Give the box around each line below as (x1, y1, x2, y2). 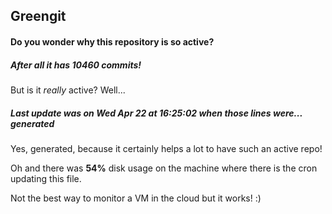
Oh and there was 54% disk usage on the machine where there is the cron (10, 162, 318, 174)
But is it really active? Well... (10, 84, 126, 96)
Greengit (10, 8, 67, 25)
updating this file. (10, 172, 82, 184)
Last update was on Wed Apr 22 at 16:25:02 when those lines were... (10, 107, 303, 119)
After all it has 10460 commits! (10, 59, 142, 71)
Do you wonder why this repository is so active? (10, 35, 215, 48)
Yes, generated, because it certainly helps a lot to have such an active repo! (10, 142, 323, 154)
